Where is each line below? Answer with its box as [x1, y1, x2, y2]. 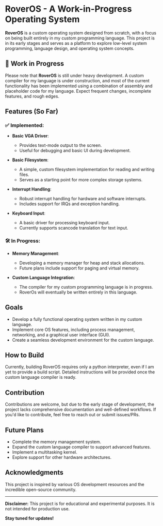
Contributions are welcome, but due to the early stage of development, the [5, 401, 154, 408]
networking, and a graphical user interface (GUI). [12, 331, 111, 337]
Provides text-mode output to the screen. [19, 142, 102, 148]
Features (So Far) [5, 107, 58, 116]
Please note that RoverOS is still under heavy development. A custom [5, 72, 144, 78]
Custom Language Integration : [12, 274, 75, 280]
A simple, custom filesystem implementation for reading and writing [19, 167, 155, 173]
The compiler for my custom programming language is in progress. [19, 284, 153, 290]
